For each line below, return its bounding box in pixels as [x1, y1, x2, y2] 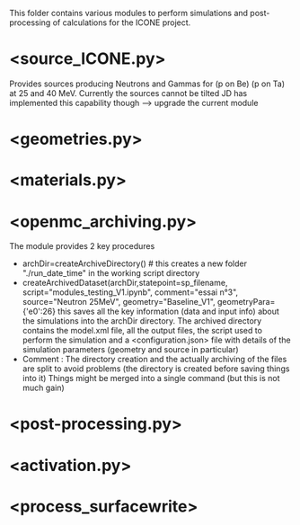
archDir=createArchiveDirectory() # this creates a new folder [22, 258, 247, 269]
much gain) [22, 382, 65, 394]
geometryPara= [216, 297, 276, 307]
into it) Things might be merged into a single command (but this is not [22, 373, 280, 384]
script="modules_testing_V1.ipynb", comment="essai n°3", [22, 287, 239, 298]
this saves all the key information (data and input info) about [57, 306, 280, 317]
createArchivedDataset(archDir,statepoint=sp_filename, [22, 278, 228, 289]
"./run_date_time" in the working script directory [22, 268, 200, 279]
